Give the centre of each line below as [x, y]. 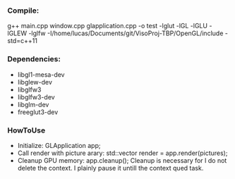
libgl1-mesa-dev [41, 74]
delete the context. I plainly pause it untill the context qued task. [110, 168]
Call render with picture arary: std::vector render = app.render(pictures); [122, 153]
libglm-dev [33, 104]
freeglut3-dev [38, 112]
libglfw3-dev [36, 97]
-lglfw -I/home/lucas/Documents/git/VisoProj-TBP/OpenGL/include [126, 33]
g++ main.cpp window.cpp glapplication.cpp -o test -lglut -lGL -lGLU [108, 26]
